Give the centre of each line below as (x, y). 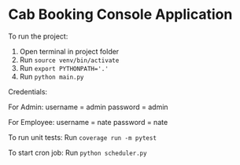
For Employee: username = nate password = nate (88, 122)
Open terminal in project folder (69, 51)
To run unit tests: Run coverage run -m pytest (83, 137)
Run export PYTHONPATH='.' (64, 68)
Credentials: (28, 91)
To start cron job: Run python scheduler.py (78, 152)
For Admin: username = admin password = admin (88, 107)
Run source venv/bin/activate (69, 60)
